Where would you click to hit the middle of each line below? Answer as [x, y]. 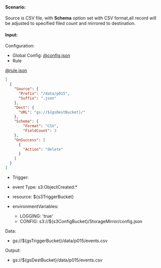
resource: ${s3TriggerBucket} [43, 197]
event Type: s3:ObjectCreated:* [45, 187]
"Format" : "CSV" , [41, 126]
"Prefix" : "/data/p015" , [44, 94]
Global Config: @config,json [41, 55]
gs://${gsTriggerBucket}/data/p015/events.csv [60, 241]
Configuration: [20, 46]
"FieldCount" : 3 [40, 131]
